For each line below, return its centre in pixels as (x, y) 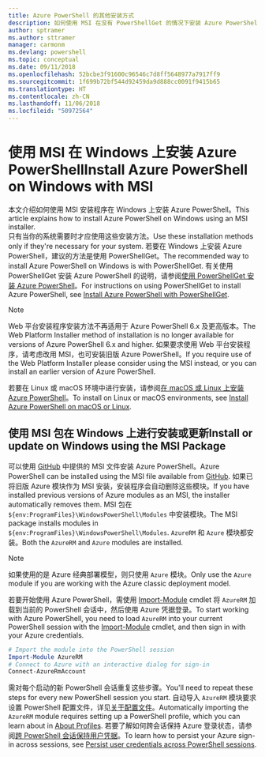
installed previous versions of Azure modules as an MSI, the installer (119, 495)
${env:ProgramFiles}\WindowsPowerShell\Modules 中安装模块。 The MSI (123, 514)
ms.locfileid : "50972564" (50, 111)
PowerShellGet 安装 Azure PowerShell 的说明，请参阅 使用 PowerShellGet (127, 275)
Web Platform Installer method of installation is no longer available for (121, 335)
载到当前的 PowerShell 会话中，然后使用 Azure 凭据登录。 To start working (129, 609)
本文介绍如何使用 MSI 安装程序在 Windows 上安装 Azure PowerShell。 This (129, 209)
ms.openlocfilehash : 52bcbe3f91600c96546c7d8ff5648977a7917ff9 (114, 74)
